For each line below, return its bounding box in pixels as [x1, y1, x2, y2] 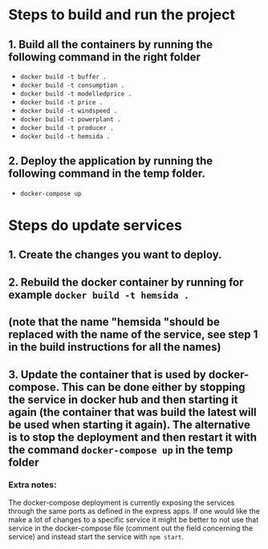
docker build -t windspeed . [19, 107, 118, 115]
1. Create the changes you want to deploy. [8, 248, 222, 262]
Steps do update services [8, 217, 183, 234]
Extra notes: [8, 479, 57, 490]
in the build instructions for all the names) [8, 340, 221, 354]
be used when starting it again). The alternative [8, 417, 251, 431]
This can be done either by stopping [61, 380, 246, 394]
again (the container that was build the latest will [8, 405, 257, 419]
